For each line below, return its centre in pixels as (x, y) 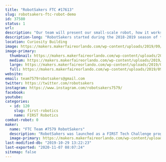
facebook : (15, 92)
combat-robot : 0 (22, 120)
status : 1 (15, 23)
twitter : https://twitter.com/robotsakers (49, 83)
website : (14, 74)
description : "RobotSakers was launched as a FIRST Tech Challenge (81, 134)
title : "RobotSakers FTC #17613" (40, 10)
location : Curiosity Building (36, 42)
